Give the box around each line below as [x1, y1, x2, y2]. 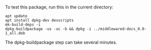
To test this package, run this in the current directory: [5, 4, 113, 10]
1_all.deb [5, 31, 26, 36]
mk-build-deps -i [5, 22, 41, 27]
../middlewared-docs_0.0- [93, 26, 147, 31]
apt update [5, 14, 28, 19]
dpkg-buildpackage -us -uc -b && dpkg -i [5, 26, 92, 31]
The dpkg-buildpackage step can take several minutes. [5, 39, 117, 45]
